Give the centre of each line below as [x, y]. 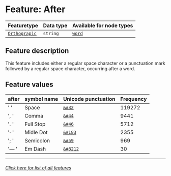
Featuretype [23, 25]
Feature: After [35, 9]
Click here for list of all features [38, 168]
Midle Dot [36, 132]
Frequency [134, 99]
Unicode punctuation [89, 99]
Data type [55, 25]
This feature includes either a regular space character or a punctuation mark [85, 63]
